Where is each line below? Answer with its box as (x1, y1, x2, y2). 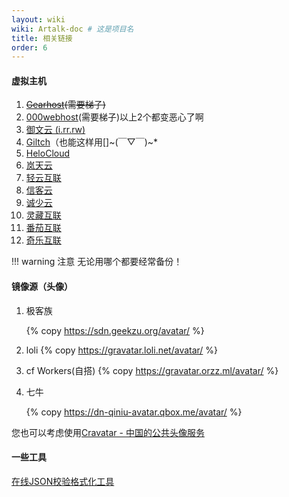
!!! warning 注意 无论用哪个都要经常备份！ (11, 256, 183, 268)
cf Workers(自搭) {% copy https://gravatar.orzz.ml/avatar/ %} (25, 364, 279, 376)
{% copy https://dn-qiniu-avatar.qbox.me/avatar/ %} (25, 406, 243, 418)
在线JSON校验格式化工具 (11, 475, 115, 487)
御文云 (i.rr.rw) (25, 124, 86, 136)
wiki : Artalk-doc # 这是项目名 (11, 24, 134, 34)
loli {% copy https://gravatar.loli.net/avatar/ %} (25, 344, 219, 356)
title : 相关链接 (11, 33, 73, 43)
